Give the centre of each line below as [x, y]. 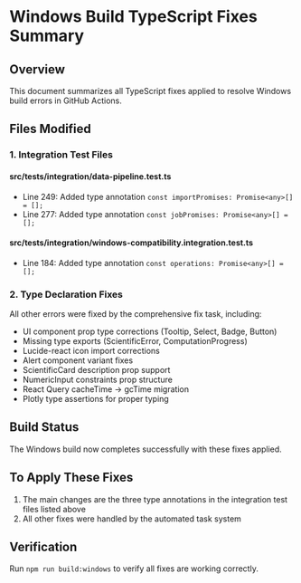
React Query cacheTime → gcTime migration [106, 389]
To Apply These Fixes [71, 478]
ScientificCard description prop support [96, 370]
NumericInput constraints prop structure [98, 380]
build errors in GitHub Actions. [66, 100]
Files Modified [51, 129]
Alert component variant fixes [78, 360]
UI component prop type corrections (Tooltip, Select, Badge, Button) [150, 331]
